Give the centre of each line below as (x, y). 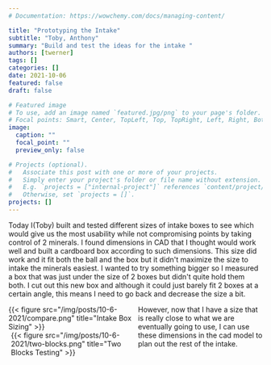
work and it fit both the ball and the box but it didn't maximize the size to (128, 259)
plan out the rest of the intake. (188, 343)
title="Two (104, 343)
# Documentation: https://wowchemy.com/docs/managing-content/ (117, 16)
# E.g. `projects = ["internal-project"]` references (104, 187)
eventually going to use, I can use (194, 326)
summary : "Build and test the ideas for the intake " (101, 45)
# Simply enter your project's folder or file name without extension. (135, 180)
